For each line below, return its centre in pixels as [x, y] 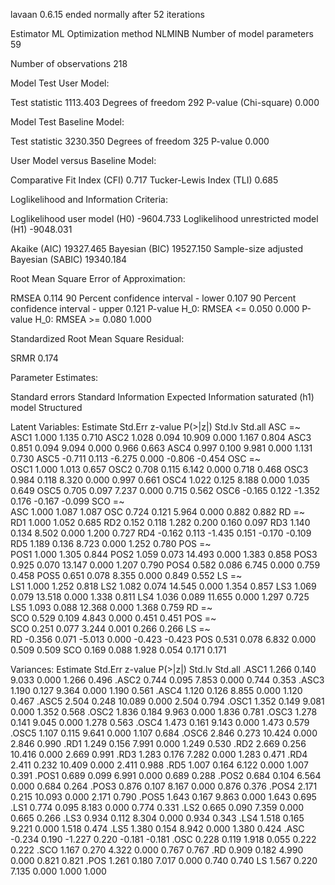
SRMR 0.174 [34, 358]
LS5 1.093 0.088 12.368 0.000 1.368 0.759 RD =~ [111, 607]
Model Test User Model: [60, 83]
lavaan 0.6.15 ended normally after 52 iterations [107, 14]
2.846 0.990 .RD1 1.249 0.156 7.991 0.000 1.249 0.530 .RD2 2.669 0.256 [158, 743]
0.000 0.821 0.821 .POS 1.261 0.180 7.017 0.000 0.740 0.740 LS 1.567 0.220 [164, 860]
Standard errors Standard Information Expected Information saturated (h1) [162, 397]
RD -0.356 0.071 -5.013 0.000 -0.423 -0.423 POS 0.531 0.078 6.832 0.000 [163, 639]
